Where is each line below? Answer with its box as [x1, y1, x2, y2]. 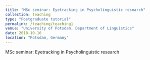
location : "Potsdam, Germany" [5, 35, 69, 40]
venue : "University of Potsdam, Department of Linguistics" [5, 26, 135, 31]
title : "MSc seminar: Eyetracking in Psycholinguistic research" [5, 7, 145, 12]
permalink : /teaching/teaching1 [5, 21, 73, 26]
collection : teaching [5, 12, 51, 17]
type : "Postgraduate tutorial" [5, 16, 71, 21]
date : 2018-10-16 [5, 30, 42, 35]
